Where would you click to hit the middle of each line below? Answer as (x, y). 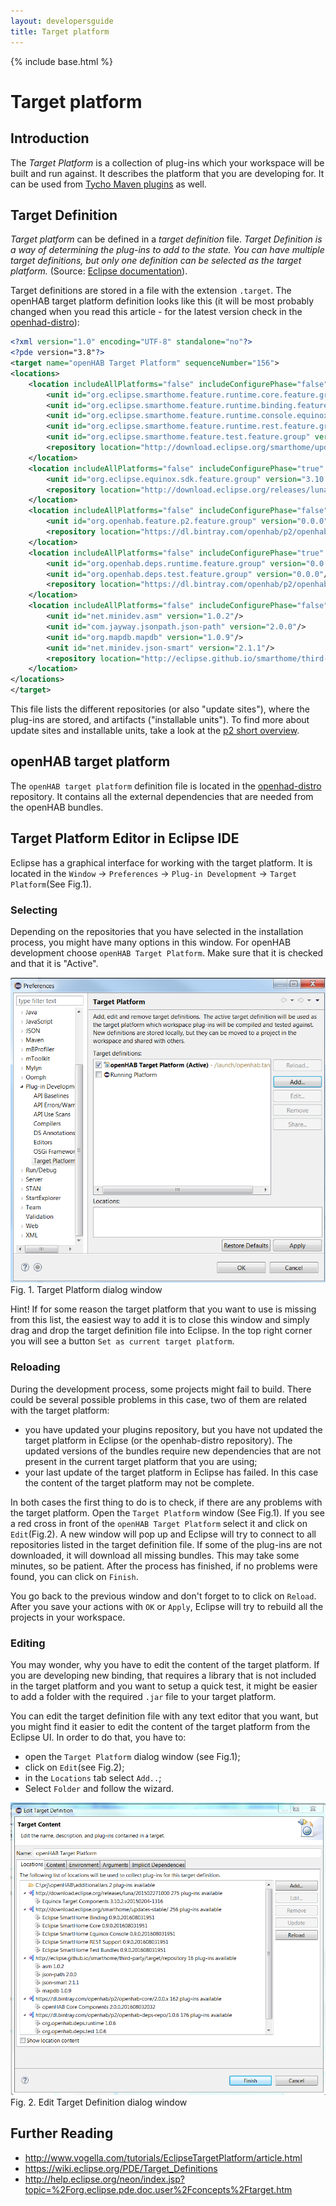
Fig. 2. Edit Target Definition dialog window (99, 2102)
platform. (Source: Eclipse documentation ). (99, 271)
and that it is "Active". (54, 963)
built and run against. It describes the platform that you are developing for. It (167, 173)
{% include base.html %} (61, 61)
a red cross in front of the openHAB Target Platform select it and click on (159, 1523)
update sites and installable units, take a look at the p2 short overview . (155, 731)
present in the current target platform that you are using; (141, 1461)
